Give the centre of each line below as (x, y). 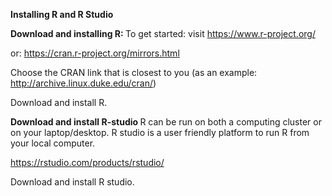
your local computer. (53, 143)
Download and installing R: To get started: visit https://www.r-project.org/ (163, 33)
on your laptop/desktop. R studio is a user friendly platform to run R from (160, 132)
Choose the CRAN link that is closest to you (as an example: (134, 72)
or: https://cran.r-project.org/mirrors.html (95, 53)
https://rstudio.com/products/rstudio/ (87, 162)
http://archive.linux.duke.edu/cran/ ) (83, 83)
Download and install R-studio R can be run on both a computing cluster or (166, 122)
